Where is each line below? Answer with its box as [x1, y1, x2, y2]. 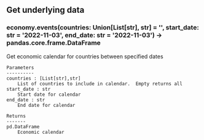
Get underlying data [6, 5, 85, 15]
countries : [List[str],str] [6, 75, 81, 82]
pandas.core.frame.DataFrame [6, 39, 101, 47]
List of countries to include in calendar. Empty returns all [17, 80, 183, 87]
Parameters [6, 64, 34, 71]
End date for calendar [17, 102, 76, 108]
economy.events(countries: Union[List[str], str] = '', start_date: [6, 23, 200, 32]
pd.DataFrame [6, 123, 40, 130]
